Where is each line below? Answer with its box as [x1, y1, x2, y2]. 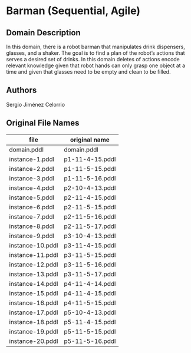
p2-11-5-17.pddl [64, 222, 116, 230]
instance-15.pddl [9, 289, 58, 297]
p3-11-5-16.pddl [64, 260, 116, 269]
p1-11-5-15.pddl [64, 164, 116, 173]
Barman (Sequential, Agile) [6, 4, 140, 18]
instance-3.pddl [9, 174, 55, 182]
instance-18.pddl [9, 318, 58, 326]
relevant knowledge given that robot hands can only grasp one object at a [6, 62, 186, 69]
